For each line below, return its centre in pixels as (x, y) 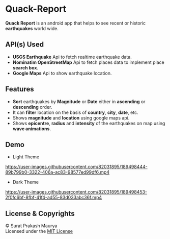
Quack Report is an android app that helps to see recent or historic (76, 23)
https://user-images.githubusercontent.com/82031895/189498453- (76, 192)
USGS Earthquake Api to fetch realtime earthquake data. (72, 57)
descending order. (32, 107)
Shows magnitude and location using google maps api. (71, 117)
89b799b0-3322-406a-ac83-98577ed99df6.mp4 (58, 172)
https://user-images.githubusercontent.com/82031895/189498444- (76, 167)
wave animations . (32, 129)
